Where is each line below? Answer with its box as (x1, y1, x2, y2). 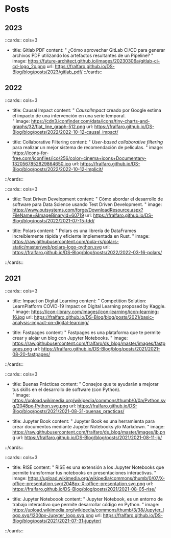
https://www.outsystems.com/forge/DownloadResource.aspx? (12, 206, 143, 213)
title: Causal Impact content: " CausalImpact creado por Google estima (12, 107, 161, 113)
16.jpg (12, 314, 25, 320)
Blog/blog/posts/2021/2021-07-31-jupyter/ (12, 518, 102, 524)
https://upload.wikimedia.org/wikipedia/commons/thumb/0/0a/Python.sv (12, 397, 166, 403)
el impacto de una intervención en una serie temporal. (12, 112, 126, 118)
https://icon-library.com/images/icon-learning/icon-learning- (31, 308, 159, 315)
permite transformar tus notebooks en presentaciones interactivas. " (12, 469, 157, 475)
